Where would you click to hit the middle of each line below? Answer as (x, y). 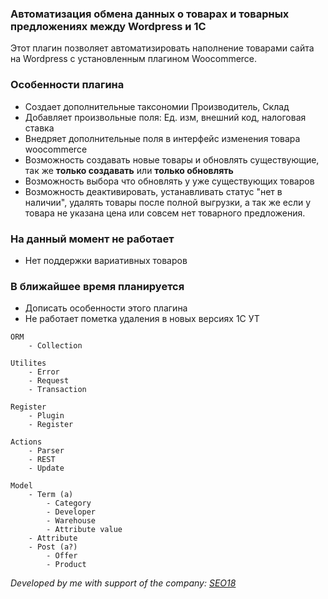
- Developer (71, 512)
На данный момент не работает (92, 239)
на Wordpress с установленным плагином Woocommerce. (134, 59)
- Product (66, 565)
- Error (44, 372)
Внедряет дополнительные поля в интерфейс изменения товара (162, 138)
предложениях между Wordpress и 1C (108, 26)
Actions (26, 442)
